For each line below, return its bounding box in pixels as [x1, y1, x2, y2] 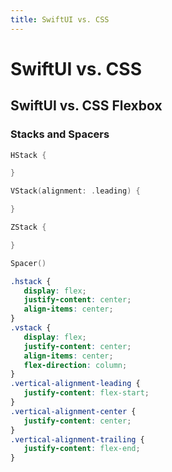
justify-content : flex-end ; [23, 444, 141, 454]
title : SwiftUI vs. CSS [10, 14, 110, 25]
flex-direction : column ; [23, 360, 128, 370]
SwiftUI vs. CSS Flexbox [10, 97, 163, 115]
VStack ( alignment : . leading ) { [10, 186, 141, 196]
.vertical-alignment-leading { [10, 379, 141, 389]
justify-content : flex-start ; [23, 388, 150, 398]
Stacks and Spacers [10, 127, 110, 141]
